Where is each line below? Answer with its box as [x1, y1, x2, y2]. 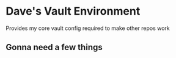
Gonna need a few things [5, 42, 103, 53]
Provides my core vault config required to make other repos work [5, 24, 170, 32]
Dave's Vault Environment [5, 4, 141, 18]
